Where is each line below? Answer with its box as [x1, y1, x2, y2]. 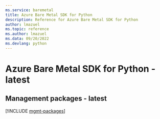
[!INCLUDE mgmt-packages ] [5, 108, 65, 114]
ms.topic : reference [5, 27, 50, 32]
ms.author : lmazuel [5, 31, 47, 36]
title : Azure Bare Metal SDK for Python [5, 12, 93, 17]
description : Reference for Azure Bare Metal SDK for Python [5, 17, 139, 22]
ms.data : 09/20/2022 [5, 36, 50, 42]
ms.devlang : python [5, 41, 47, 46]
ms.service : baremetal [5, 7, 54, 13]
